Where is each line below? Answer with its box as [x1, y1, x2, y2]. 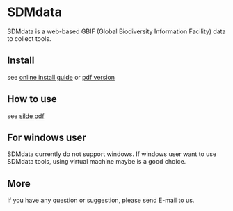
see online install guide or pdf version [7, 73, 115, 81]
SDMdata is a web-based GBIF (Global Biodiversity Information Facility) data [7, 27, 226, 35]
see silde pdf [7, 112, 45, 120]
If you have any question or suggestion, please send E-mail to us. [7, 196, 195, 205]
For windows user [7, 131, 87, 143]
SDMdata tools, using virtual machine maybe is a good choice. [7, 158, 186, 166]
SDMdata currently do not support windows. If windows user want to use [7, 150, 217, 158]
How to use [7, 93, 57, 105]
